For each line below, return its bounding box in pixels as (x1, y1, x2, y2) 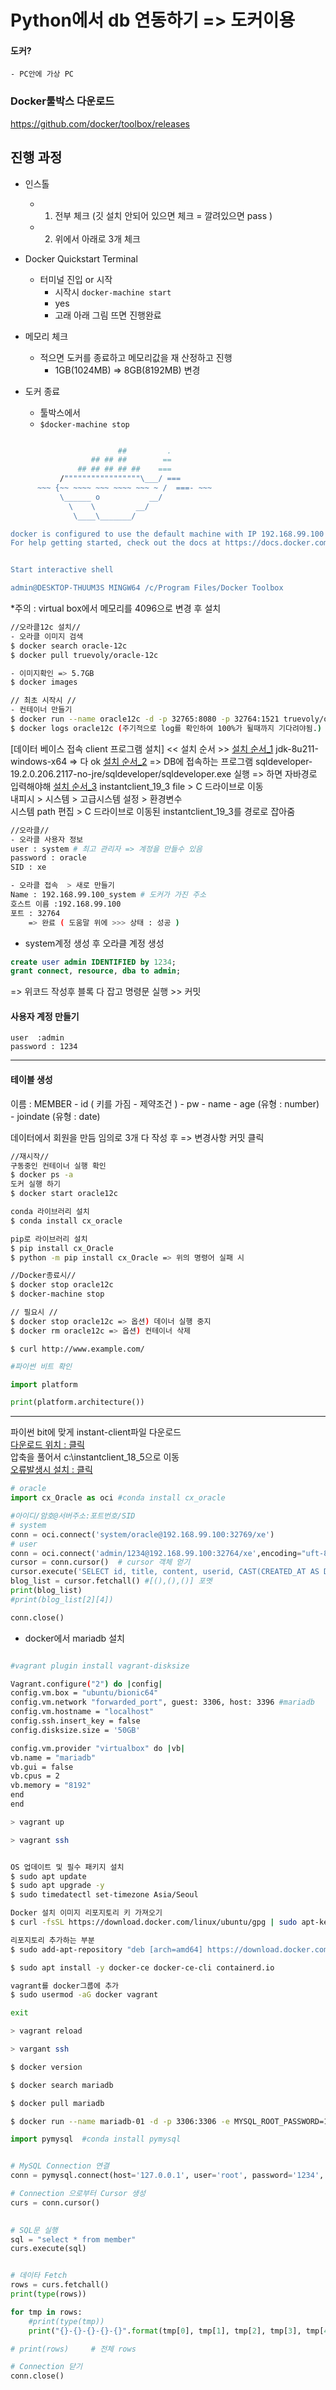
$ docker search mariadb (10, 2080, 114, 2090)
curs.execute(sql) (10, 2244, 87, 2254)
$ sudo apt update (10, 1871, 87, 1881)
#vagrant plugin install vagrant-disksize (10, 1661, 190, 1671)
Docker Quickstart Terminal (24, 252, 138, 265)
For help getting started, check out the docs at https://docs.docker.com (10, 538, 329, 548)
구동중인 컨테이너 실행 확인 (10, 1161, 107, 1171)
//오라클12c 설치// (10, 622, 81, 632)
